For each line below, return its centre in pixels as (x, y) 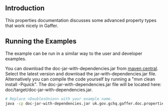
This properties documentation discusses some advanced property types (81, 20)
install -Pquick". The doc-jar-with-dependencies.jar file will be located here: (83, 84)
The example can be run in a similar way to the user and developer (74, 53)
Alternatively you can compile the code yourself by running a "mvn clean (80, 79)
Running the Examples (41, 41)
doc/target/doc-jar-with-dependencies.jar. (49, 89)
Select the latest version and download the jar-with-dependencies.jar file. (81, 73)
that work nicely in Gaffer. (32, 25)
